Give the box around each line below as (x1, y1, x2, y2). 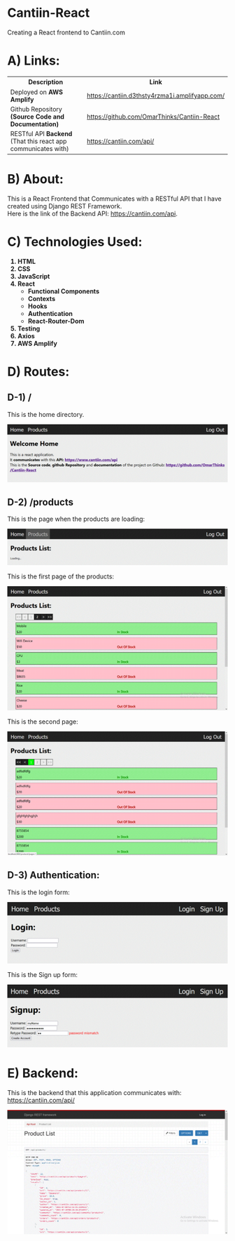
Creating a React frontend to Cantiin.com (7, 28, 126, 36)
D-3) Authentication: (7, 869, 100, 882)
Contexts (27, 294, 56, 303)
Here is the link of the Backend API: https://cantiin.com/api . (7, 209, 178, 218)
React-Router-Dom (27, 317, 85, 325)
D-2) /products (7, 496, 73, 508)
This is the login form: (7, 888, 70, 896)
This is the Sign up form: (7, 971, 78, 979)
